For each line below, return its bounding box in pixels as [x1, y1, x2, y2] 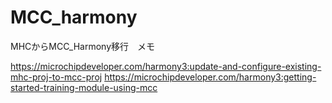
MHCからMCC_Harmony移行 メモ [10, 40, 156, 52]
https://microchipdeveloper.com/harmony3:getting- [104, 71, 317, 83]
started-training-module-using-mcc [10, 81, 158, 93]
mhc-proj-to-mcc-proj [10, 71, 103, 83]
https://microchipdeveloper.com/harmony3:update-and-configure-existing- [10, 60, 322, 72]
